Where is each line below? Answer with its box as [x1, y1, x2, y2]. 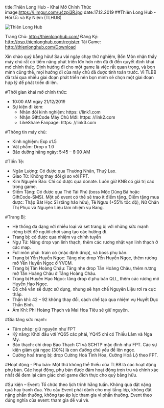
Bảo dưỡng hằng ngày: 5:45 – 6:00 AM [12, 149, 91, 155]
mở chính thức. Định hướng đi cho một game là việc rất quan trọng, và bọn [5, 64, 155, 70]
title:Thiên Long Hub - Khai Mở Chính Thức [5, 4, 92, 10]
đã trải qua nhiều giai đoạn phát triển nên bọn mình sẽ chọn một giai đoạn [5, 75, 154, 80]
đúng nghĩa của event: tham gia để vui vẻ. [5, 397, 90, 403]
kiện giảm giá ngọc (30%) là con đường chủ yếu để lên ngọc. [12, 347, 136, 353]
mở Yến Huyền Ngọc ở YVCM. [12, 260, 73, 266]
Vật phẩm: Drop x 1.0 [12, 144, 54, 149]
